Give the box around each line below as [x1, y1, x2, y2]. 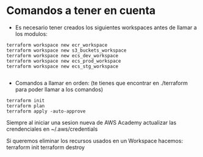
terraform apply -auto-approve [6, 108, 86, 114]
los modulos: [15, 30, 48, 37]
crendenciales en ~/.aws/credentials [6, 125, 98, 133]
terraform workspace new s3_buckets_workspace [6, 47, 127, 54]
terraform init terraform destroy [6, 144, 85, 151]
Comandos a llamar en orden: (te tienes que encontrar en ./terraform [15, 79, 188, 86]
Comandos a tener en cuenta [6, 4, 156, 18]
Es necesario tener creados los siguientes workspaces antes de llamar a [15, 24, 197, 31]
